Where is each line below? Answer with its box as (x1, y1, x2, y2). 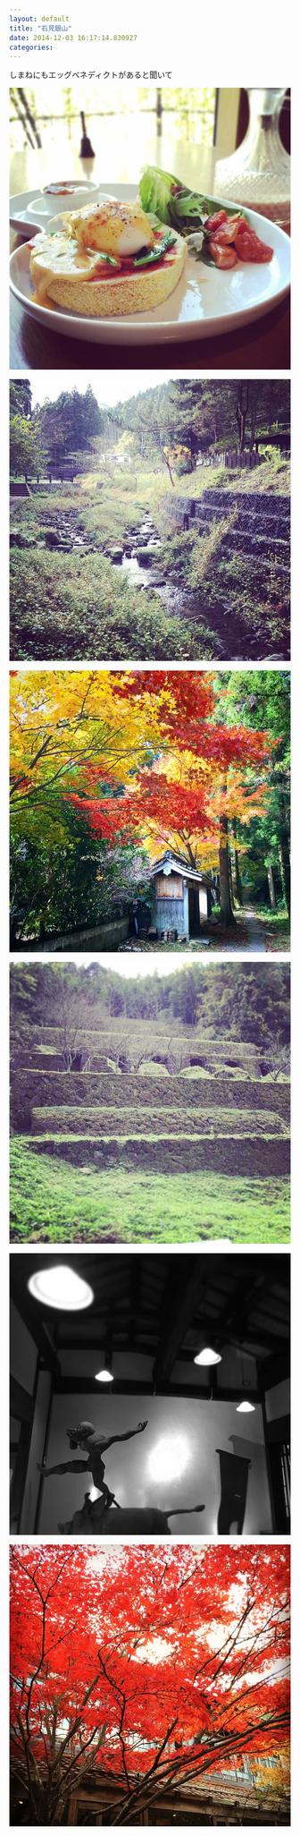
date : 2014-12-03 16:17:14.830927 (9, 33, 138, 42)
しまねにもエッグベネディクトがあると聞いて (9, 70, 173, 81)
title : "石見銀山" (9, 23, 73, 33)
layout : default (9, 14, 70, 23)
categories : (9, 43, 54, 52)
